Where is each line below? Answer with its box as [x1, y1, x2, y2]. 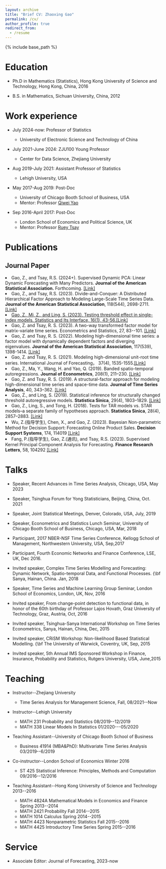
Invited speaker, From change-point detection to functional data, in [12, 600, 149, 606]
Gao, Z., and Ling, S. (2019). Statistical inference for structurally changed [11, 392, 160, 398]
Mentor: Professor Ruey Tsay [19, 224, 79, 230]
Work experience [5, 111, 78, 122]
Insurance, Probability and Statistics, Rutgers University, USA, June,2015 [12, 655, 161, 661]
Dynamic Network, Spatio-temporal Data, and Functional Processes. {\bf [12, 570, 161, 576]
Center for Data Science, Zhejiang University [19, 155, 111, 162]
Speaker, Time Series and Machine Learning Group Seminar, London [12, 585, 153, 591]
